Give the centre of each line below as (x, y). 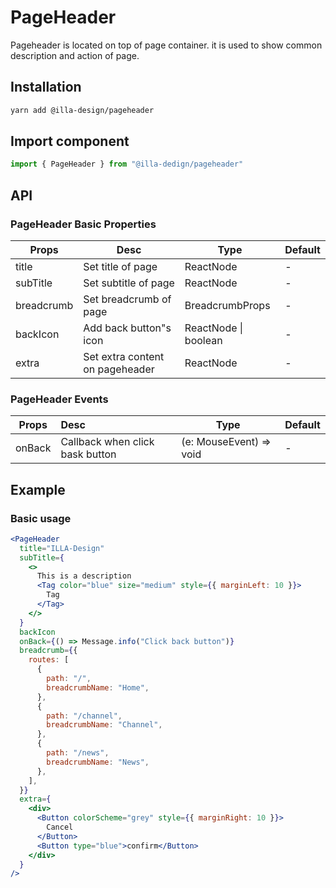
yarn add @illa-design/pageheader (82, 110)
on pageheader (119, 369)
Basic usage (41, 518)
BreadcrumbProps (227, 305)
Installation (46, 87)
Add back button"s (127, 328)
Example (38, 489)
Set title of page (120, 266)
